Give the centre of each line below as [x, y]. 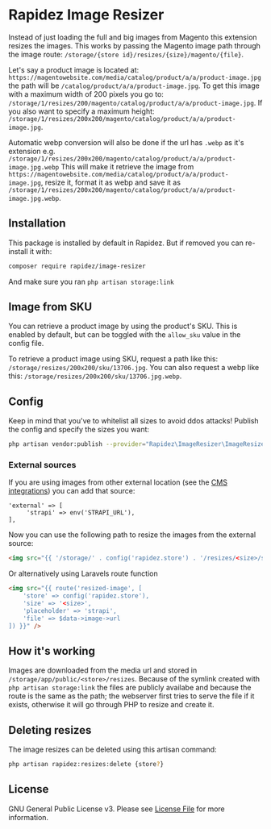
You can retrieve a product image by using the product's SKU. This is [123, 326]
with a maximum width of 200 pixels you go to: [86, 94]
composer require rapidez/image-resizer [77, 266]
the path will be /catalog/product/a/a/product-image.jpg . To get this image [134, 85]
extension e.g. [32, 151]
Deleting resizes [50, 730]
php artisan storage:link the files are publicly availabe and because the [130, 688]
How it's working [52, 651]
